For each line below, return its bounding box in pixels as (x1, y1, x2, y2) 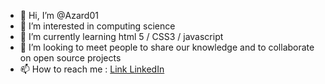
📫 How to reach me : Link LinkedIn (19, 63, 165, 75)
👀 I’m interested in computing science (19, 20, 176, 32)
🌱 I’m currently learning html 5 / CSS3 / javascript (19, 31, 224, 42)
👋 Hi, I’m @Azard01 (19, 10, 99, 21)
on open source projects (19, 52, 122, 64)
